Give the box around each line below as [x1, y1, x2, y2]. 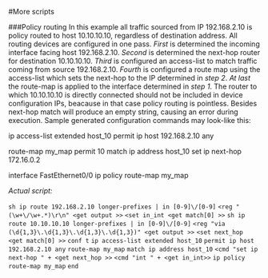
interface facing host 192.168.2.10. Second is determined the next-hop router [8, 48, 261, 57]
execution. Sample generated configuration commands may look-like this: [8, 116, 251, 125]
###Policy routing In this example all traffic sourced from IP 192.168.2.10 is [8, 22, 253, 31]
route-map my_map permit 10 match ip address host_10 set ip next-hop [8, 147, 242, 156]
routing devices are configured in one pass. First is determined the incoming [8, 39, 260, 49]
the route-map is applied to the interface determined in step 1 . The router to [8, 81, 258, 91]
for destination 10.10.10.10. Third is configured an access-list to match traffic [8, 56, 258, 66]
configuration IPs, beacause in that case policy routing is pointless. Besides [8, 99, 258, 108]
